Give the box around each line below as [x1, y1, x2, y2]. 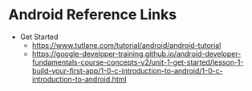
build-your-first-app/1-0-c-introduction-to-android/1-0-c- [31, 65, 223, 75]
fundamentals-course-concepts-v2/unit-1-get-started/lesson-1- [31, 57, 244, 67]
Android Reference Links [8, 6, 177, 24]
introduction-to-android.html [31, 74, 127, 84]
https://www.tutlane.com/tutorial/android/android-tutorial [31, 40, 222, 49]
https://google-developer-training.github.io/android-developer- [31, 49, 242, 58]
